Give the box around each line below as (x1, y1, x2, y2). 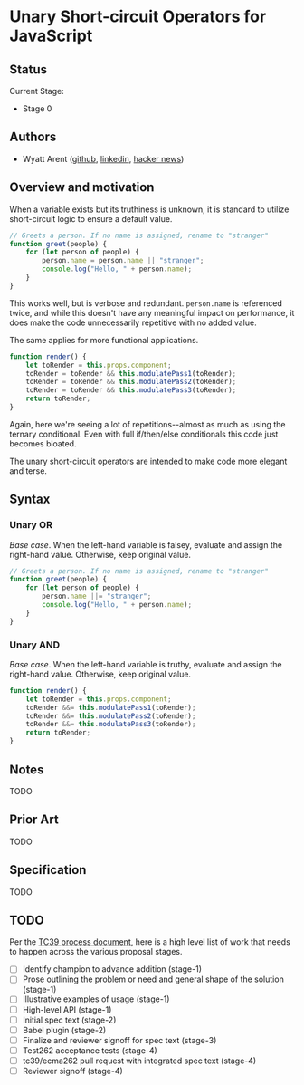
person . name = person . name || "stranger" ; (42, 256, 204, 265)
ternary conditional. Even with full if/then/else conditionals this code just (9, 428, 279, 439)
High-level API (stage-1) (22, 1003, 112, 1015)
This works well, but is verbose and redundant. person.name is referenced (9, 297, 283, 309)
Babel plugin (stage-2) (22, 1024, 107, 1035)
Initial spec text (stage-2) (22, 1014, 117, 1025)
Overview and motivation (9, 179, 155, 196)
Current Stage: (9, 86, 65, 96)
